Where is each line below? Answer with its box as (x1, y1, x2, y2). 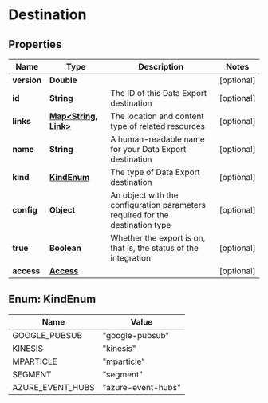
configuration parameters (110, 200, 206, 210)
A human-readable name (110, 134, 205, 145)
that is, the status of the (110, 242, 199, 253)
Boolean (49, 242, 81, 253)
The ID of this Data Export (110, 88, 207, 98)
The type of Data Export (110, 166, 201, 178)
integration (110, 253, 152, 263)
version (12, 74, 42, 86)
